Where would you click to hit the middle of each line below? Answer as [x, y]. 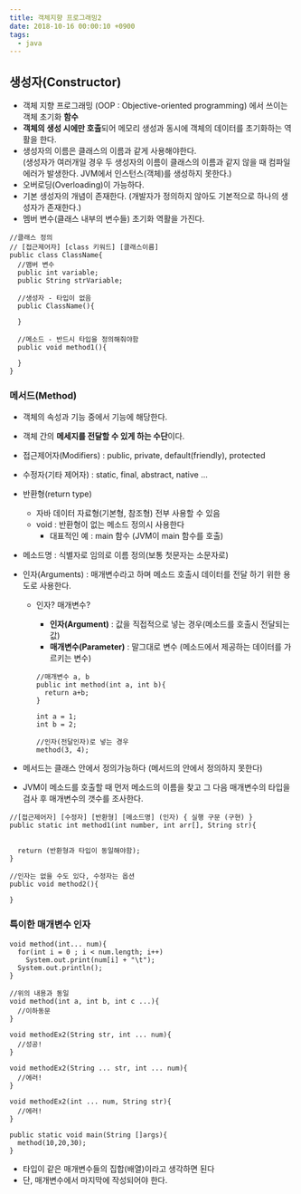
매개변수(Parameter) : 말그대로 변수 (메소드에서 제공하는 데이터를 [165, 647]
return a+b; [66, 693]
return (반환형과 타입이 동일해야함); [79, 851]
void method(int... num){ [58, 944]
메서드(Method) [43, 395]
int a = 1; [56, 717]
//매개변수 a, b [63, 677]
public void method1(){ [62, 348]
